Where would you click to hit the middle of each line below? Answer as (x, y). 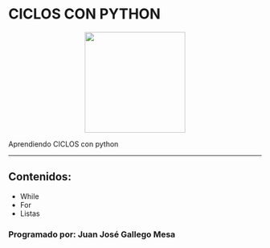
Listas (30, 213)
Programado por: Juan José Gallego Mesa (92, 234)
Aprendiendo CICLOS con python (63, 144)
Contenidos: (40, 177)
